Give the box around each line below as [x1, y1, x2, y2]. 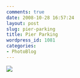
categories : [6, 43, 36, 49]
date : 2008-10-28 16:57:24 [6, 15, 75, 21]
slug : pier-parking [6, 26, 56, 32]
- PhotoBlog [6, 49, 36, 55]
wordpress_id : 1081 [6, 37, 56, 43]
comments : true [6, 9, 45, 15]
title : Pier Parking [6, 32, 59, 38]
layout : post [6, 20, 39, 26]
